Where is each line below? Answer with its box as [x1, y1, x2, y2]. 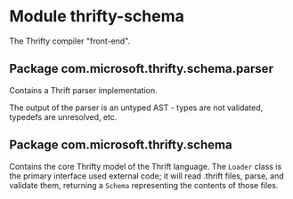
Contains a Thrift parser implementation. [9, 84, 158, 95]
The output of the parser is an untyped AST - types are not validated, [9, 102, 264, 113]
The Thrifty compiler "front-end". [9, 36, 131, 46]
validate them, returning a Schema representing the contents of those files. [9, 179, 279, 190]
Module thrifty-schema [9, 6, 184, 27]
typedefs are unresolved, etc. [9, 111, 118, 122]
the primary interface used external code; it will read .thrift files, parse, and [9, 171, 285, 181]
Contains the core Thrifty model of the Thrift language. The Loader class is [9, 161, 282, 171]
